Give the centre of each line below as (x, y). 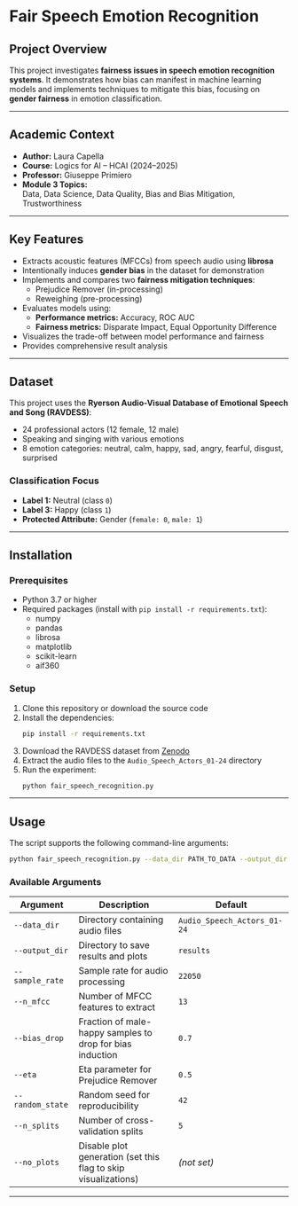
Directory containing (121, 920)
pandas (49, 628)
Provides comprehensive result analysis (95, 345)
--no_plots (36, 1163)
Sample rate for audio (123, 971)
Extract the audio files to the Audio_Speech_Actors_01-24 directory (142, 760)
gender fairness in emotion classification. (86, 98)
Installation (41, 556)
